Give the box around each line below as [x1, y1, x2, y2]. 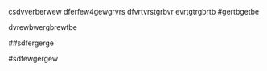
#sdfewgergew [8, 54, 59, 63]
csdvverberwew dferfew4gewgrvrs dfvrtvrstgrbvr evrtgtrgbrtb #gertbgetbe [8, 7, 260, 16]
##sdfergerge [8, 38, 55, 48]
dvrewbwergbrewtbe [8, 23, 78, 31]
